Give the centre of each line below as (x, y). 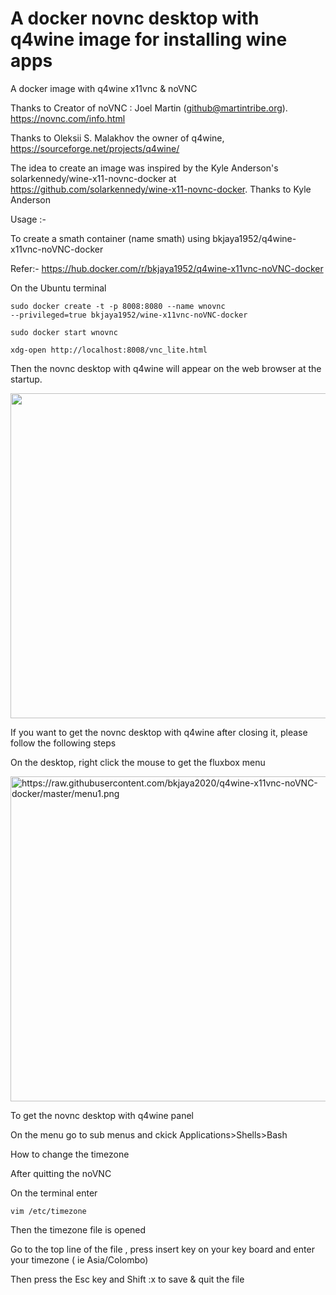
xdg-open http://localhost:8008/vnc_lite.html (109, 350)
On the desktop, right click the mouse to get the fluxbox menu (138, 762)
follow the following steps (63, 743)
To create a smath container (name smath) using (110, 238)
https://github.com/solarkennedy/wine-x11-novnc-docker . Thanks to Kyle (161, 189)
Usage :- (28, 219)
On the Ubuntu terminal (58, 288)
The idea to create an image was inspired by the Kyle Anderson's (144, 168)
